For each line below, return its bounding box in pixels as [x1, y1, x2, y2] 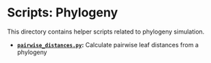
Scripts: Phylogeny [7, 5, 119, 21]
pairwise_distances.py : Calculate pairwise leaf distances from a [16, 40, 199, 49]
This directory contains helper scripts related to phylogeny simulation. [7, 27, 205, 36]
